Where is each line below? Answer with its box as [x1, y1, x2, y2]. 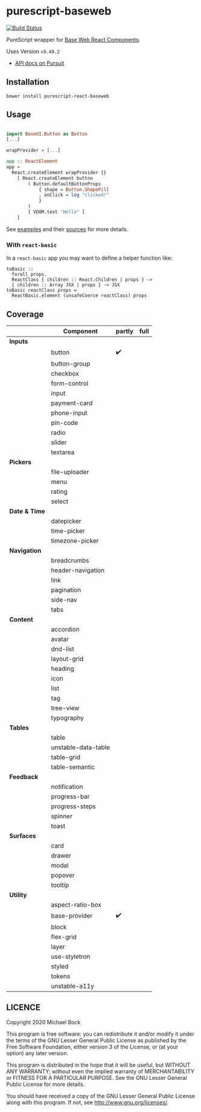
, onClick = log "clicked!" [38, 192, 110, 198]
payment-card [51, 398, 93, 407]
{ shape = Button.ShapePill [38, 186, 110, 192]
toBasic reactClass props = [6, 288, 77, 294]
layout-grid [51, 654, 84, 663]
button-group [51, 359, 91, 367]
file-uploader [51, 467, 89, 476]
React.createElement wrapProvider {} [11, 169, 107, 176]
